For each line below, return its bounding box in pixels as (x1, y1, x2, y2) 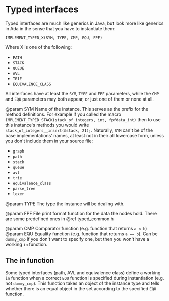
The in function (5, 256, 54, 265)
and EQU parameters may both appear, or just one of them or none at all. (5, 96, 154, 102)
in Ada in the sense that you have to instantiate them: (5, 25, 116, 31)
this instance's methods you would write (5, 122, 89, 128)
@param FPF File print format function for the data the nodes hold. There (5, 210, 157, 216)
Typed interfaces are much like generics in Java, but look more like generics (5, 20, 164, 26)
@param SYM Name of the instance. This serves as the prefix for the (5, 106, 149, 112)
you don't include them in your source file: (5, 138, 93, 144)
